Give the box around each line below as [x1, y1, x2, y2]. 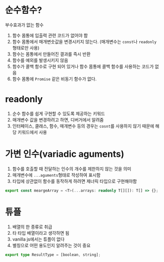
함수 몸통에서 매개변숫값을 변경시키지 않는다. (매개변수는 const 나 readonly [12, 38, 157, 45]
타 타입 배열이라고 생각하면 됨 [12, 230, 69, 236]
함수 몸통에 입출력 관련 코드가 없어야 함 [12, 32, 88, 38]
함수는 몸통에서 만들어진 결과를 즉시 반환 [12, 51, 91, 57]
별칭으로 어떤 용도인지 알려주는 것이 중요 [12, 242, 91, 248]
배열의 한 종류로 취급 [12, 224, 53, 230]
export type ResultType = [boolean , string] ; [5, 252, 101, 257]
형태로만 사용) [12, 45, 40, 51]
